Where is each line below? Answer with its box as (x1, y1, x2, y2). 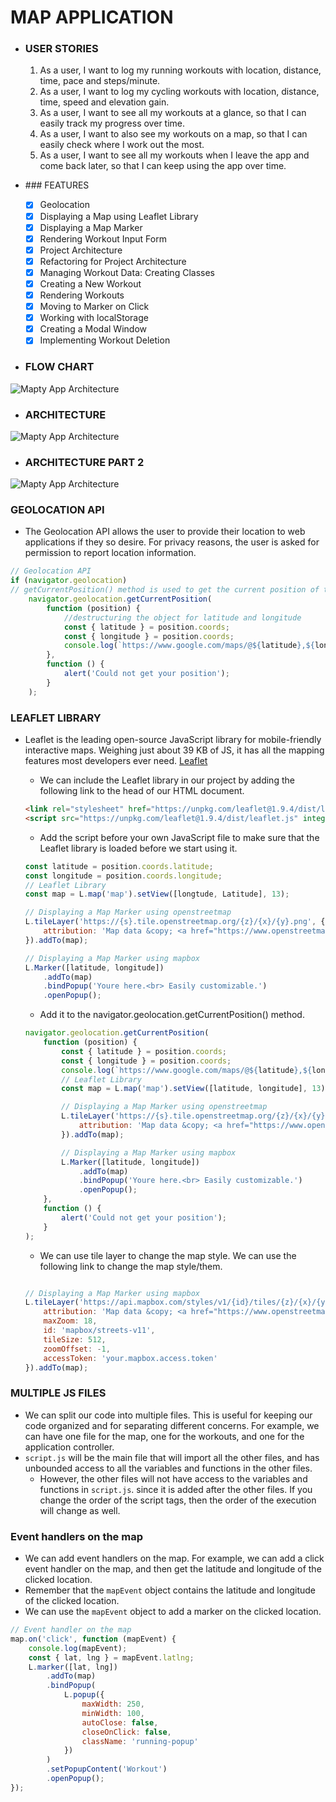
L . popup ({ (63, 1690, 105, 1700)
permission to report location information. (24, 547, 197, 559)
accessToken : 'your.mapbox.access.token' (43, 1353, 218, 1363)
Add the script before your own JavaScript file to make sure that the (39, 831, 320, 843)
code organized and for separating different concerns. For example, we (24, 1419, 320, 1431)
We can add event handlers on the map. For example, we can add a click (24, 1552, 325, 1564)
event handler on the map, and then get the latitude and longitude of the (24, 1563, 322, 1575)
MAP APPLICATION (10, 6, 174, 29)
